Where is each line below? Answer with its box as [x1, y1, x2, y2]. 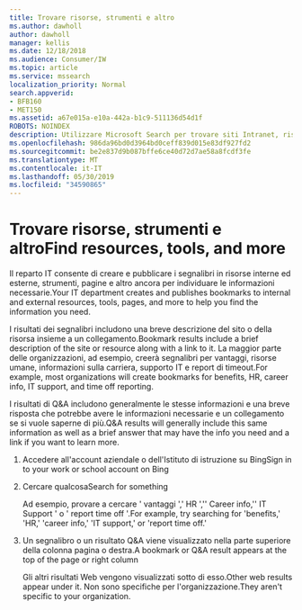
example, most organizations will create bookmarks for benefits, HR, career [9, 372, 289, 382]
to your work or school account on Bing [22, 464, 169, 475]
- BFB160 [9, 96, 42, 106]
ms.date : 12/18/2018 [9, 47, 87, 56]
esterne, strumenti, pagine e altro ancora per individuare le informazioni [9, 278, 276, 289]
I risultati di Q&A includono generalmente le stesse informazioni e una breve [9, 399, 290, 409]
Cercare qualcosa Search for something [22, 481, 169, 492]
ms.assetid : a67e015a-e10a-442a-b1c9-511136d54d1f [9, 113, 203, 122]
